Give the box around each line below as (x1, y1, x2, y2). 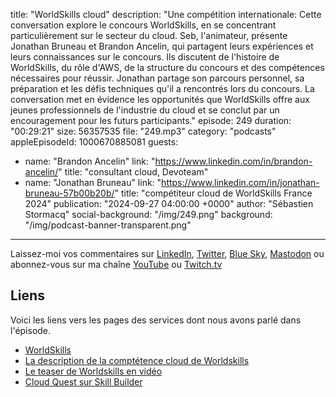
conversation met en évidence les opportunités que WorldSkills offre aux (10, 94, 310, 105)
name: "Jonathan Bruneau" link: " (24, 177, 162, 188)
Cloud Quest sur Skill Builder (24, 375, 143, 388)
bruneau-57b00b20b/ (24, 187, 115, 199)
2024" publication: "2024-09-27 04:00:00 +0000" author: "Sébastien (24, 198, 314, 209)
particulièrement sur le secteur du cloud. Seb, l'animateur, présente (10, 30, 288, 41)
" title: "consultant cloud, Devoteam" (58, 166, 209, 178)
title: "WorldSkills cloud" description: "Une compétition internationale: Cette (10, 9, 322, 20)
